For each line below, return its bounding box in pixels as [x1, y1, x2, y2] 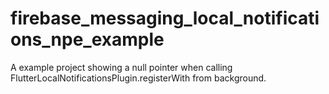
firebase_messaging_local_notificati [10, 7, 320, 30]
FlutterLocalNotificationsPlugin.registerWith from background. [10, 72, 267, 84]
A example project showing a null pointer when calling [10, 61, 233, 73]
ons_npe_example [10, 28, 165, 51]
